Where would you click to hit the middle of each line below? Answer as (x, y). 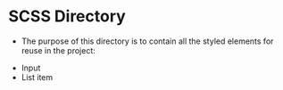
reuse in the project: (58, 50)
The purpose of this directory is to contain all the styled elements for (147, 41)
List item (37, 77)
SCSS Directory (67, 16)
